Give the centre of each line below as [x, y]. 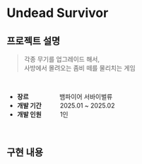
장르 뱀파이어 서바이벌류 [65, 96]
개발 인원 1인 [42, 114]
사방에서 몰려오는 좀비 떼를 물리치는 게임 [79, 68]
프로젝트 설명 [34, 41]
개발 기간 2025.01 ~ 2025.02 [66, 105]
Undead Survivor [58, 13]
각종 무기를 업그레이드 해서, [62, 59]
